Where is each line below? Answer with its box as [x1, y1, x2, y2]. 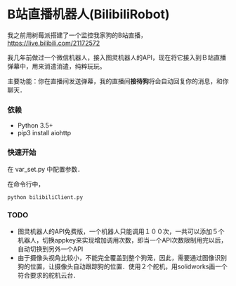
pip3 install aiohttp [17, 129, 72, 137]
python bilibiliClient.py [7, 193, 83, 200]
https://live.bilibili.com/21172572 [7, 39, 100, 47]
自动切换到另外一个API [17, 245, 84, 253]
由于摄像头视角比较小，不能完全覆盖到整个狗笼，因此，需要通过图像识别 [17, 253, 227, 261]
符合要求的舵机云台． [17, 271, 79, 279]
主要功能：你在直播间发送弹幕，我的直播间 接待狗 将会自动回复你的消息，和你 [7, 76, 229, 85]
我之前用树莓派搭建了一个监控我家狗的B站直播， [7, 31, 147, 39]
